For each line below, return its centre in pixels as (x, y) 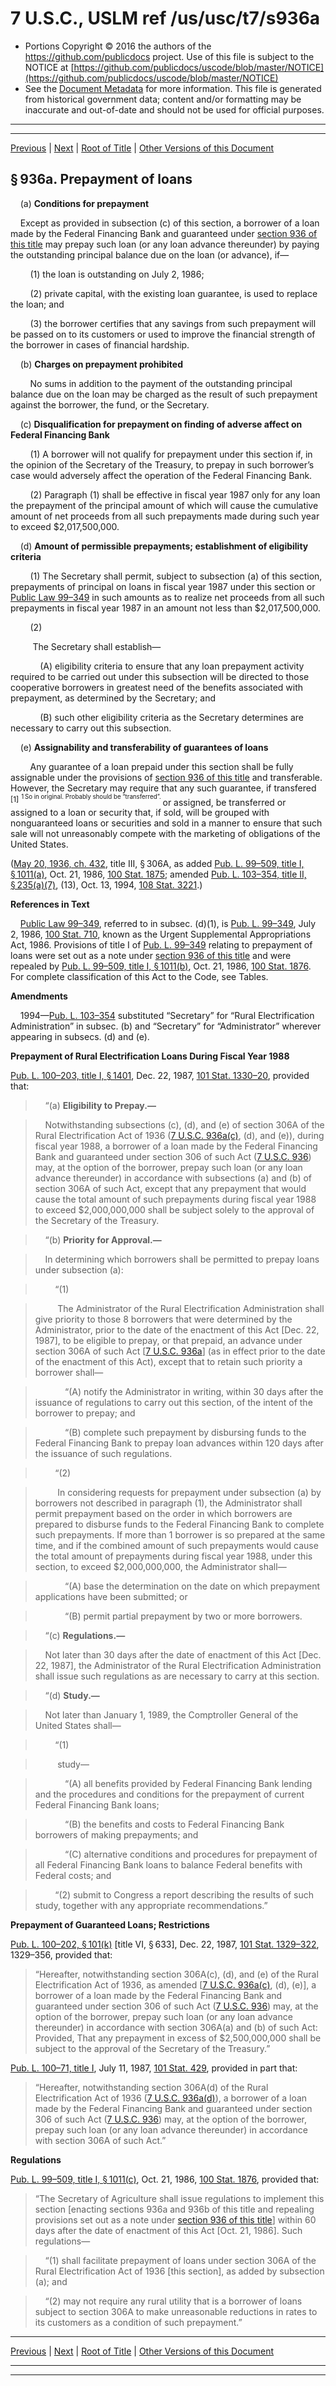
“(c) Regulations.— (85, 1636)
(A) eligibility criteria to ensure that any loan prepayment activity (172, 666)
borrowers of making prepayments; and (116, 1835)
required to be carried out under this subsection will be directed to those (160, 676)
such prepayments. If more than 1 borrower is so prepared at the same (180, 1535)
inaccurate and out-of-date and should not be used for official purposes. (174, 109)
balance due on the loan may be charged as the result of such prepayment (164, 394)
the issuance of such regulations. (103, 1454)
